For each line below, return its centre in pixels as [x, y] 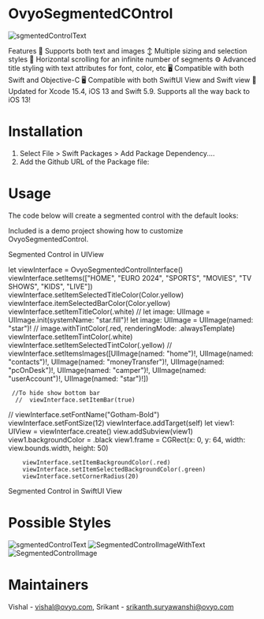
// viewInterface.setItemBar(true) [75, 400]
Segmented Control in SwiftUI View [65, 490]
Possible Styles [60, 523]
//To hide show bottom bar [56, 393]
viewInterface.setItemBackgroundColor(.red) [97, 462]
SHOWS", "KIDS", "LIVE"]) [50, 286]
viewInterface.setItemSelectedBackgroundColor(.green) [114, 469]
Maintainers [48, 585]
